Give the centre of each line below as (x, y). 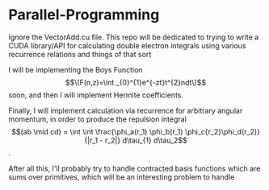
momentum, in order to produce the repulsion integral (98, 119)
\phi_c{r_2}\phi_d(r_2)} (223, 131)
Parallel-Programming (84, 15)
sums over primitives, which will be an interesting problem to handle (122, 177)
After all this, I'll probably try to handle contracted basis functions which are (134, 168)
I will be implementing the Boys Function (76, 69)
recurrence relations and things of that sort (80, 54)
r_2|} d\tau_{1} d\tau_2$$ (146, 140)
